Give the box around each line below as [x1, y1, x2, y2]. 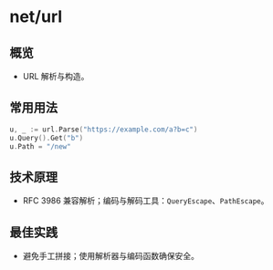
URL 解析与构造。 [22, 71, 89, 81]
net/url [9, 6, 63, 27]
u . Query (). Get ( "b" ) [9, 133, 84, 142]
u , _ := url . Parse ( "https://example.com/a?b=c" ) [9, 125, 198, 134]
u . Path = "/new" [9, 141, 71, 151]
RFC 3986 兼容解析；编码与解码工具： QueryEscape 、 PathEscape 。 [22, 195, 269, 206]
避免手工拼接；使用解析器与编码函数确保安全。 [22, 251, 199, 262]
